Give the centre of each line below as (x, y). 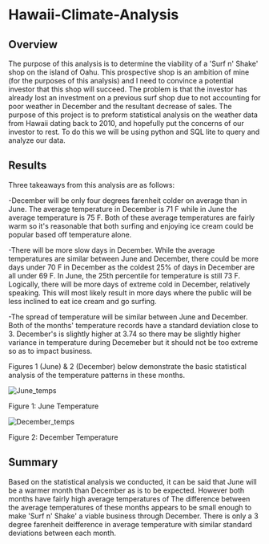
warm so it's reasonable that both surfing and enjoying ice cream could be (131, 225)
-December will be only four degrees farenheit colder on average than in (128, 200)
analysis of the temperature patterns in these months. (97, 375)
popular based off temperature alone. (70, 234)
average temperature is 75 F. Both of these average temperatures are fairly (132, 217)
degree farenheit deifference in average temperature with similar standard (130, 524)
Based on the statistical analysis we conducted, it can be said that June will (133, 481)
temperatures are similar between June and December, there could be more (133, 258)
